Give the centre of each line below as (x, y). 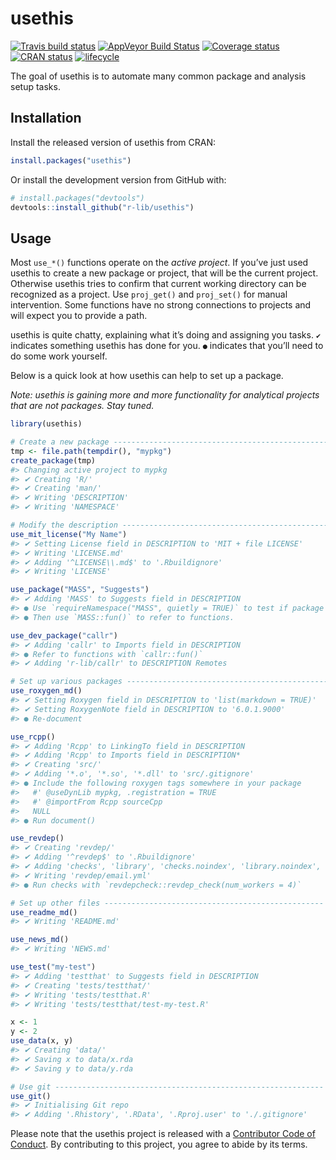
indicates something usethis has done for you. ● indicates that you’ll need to (167, 346)
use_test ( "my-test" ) (53, 967)
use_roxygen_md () (46, 691)
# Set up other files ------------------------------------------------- (167, 903)
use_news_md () (40, 940)
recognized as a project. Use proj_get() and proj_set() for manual (149, 294)
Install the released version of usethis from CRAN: (113, 142)
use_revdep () (37, 838)
